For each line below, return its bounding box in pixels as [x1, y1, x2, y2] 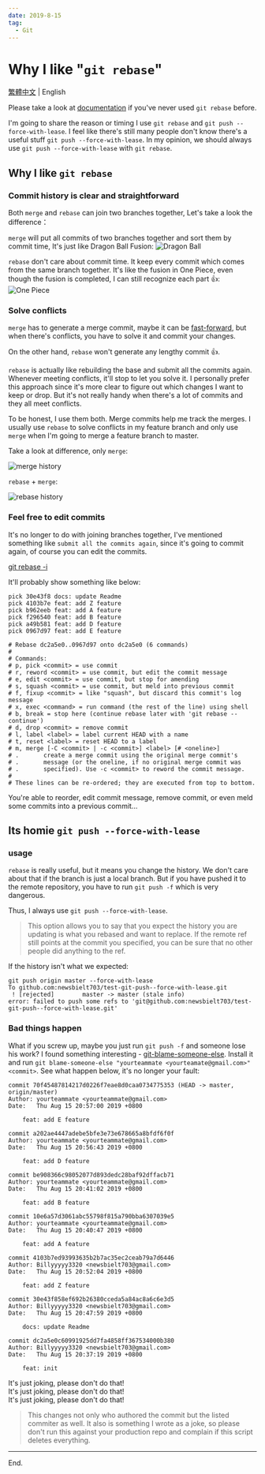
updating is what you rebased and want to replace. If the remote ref [27, 930, 248, 939]
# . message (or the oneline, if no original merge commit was [8, 758, 242, 766]
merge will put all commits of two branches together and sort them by [8, 234, 232, 242]
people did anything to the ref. [27, 946, 126, 956]
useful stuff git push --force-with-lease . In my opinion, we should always [8, 135, 252, 144]
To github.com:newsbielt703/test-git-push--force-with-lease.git [8, 984, 227, 992]
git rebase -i [8, 562, 48, 571]
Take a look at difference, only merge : [8, 447, 129, 456]
